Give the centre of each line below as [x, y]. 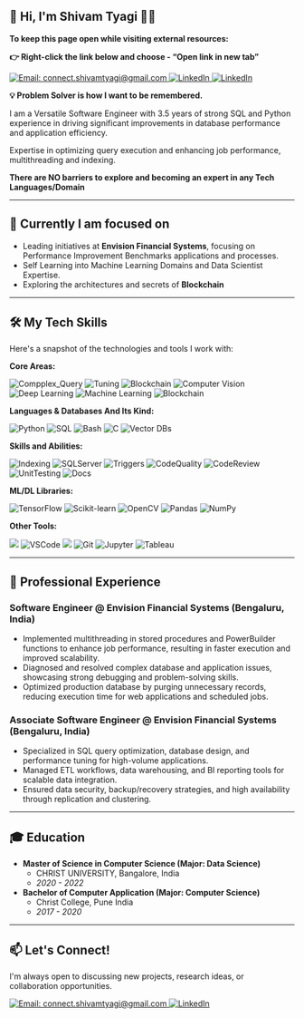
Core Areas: [33, 366]
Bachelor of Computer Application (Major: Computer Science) [141, 893]
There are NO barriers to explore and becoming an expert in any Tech [142, 177]
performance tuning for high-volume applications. [115, 761]
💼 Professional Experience [85, 582]
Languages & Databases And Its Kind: [82, 411]
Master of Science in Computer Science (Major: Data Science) [141, 864]
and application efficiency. [59, 132]
